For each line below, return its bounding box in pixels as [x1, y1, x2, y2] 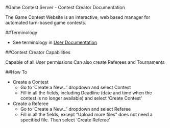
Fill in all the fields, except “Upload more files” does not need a [20, 112, 153, 117]
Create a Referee [12, 100, 48, 107]
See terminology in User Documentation [12, 39, 98, 45]
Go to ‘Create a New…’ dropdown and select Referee [20, 106, 131, 112]
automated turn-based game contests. [5, 20, 87, 25]
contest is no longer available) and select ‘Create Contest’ [20, 95, 142, 101]
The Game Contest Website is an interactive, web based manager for [5, 14, 151, 20]
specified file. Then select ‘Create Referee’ [20, 117, 110, 123]
